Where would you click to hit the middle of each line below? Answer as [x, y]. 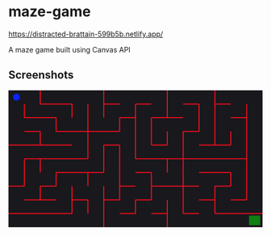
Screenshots [41, 75]
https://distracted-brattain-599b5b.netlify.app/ [86, 34]
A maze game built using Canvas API [69, 49]
